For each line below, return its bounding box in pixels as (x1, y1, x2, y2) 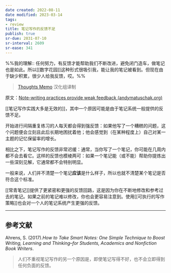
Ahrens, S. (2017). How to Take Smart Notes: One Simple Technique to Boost (5, 235, 165, 241)
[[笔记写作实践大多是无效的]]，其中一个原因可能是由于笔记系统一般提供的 (5, 105, 159, 111)
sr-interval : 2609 (5, 41, 44, 46)
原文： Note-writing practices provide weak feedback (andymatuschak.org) (5, 94, 163, 101)
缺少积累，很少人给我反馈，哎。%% (9, 72, 85, 79)
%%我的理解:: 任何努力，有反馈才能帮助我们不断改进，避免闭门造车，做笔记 (5, 60, 165, 66)
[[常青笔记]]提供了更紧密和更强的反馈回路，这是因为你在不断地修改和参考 (5, 187, 159, 193)
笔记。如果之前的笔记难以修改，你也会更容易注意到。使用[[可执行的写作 (14, 193, 165, 200)
